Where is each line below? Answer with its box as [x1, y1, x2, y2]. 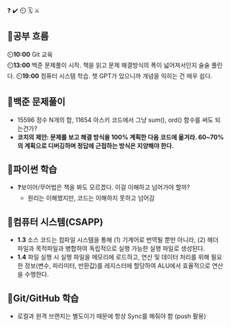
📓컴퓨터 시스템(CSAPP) [7, 216, 103, 228]
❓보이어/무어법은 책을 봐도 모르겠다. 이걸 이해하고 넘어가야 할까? [17, 183, 190, 192]
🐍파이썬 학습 [7, 163, 57, 175]
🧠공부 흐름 [7, 30, 50, 42]
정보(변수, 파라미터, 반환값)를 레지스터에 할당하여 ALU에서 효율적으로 [24, 261, 211, 270]
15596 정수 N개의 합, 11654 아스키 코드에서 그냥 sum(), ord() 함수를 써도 [17, 115, 214, 123]
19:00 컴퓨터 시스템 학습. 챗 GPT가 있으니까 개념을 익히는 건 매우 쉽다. [22, 72, 212, 80]
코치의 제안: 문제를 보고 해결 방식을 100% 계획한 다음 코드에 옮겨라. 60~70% [17, 132, 224, 141]
